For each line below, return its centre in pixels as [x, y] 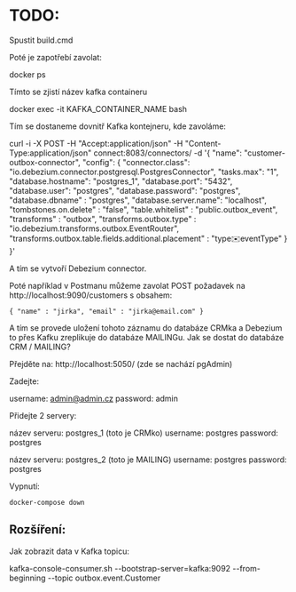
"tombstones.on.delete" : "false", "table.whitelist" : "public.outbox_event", [144, 209]
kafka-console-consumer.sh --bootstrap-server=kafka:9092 [120, 568]
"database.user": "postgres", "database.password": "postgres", [125, 190]
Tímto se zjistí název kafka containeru [78, 92]
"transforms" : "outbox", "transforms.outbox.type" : [103, 219]
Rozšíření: [38, 530]
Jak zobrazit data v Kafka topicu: [70, 551]
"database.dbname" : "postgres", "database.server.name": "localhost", [138, 200]
